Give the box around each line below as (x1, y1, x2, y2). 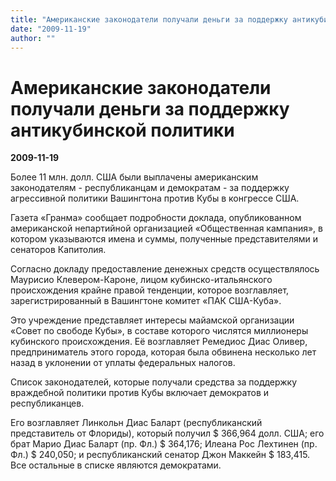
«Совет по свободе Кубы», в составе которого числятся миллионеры (10, 325, 309, 337)
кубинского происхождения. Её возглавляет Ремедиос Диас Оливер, (10, 336, 308, 348)
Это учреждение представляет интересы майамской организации (10, 314, 295, 326)
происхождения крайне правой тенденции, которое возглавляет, (10, 284, 290, 296)
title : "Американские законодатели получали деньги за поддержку (10, 14, 288, 25)
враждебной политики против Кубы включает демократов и (10, 387, 270, 399)
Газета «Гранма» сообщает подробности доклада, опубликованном (10, 212, 302, 224)
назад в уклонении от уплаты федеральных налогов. (10, 357, 236, 369)
